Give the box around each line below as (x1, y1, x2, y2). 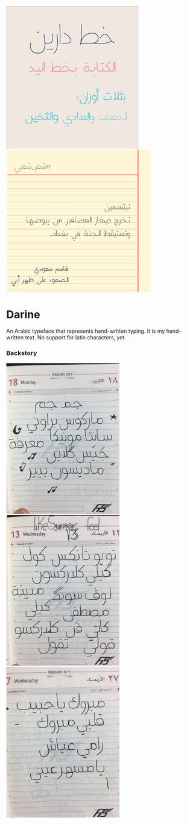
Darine (6, 307, 40, 321)
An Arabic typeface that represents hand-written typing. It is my (6, 327, 165, 335)
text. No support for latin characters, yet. (25, 334, 127, 341)
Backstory (6, 349, 37, 357)
